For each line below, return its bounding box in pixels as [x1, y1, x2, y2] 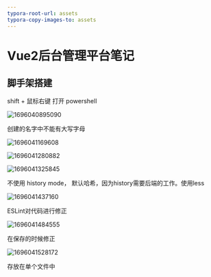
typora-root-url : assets [7, 10, 78, 17]
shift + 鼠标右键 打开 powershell [7, 96, 97, 105]
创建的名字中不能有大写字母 [7, 124, 86, 133]
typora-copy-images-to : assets [7, 16, 97, 23]
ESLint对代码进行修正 [7, 207, 67, 215]
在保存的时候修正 [7, 234, 55, 243]
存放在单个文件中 [7, 262, 55, 270]
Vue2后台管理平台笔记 [7, 48, 135, 64]
